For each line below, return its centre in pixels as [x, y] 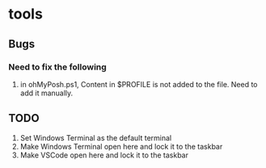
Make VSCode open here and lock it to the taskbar [104, 155]
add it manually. [46, 93]
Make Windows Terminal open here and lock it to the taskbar [121, 146]
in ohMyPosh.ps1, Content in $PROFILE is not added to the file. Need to [139, 84]
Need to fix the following [57, 67]
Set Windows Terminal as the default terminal [96, 137]
